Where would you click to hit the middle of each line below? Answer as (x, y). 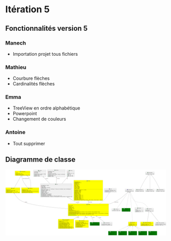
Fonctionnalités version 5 (46, 28)
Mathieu (16, 67)
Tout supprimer (29, 143)
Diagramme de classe (40, 160)
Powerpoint (25, 114)
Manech (16, 43)
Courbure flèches (31, 78)
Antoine (15, 133)
